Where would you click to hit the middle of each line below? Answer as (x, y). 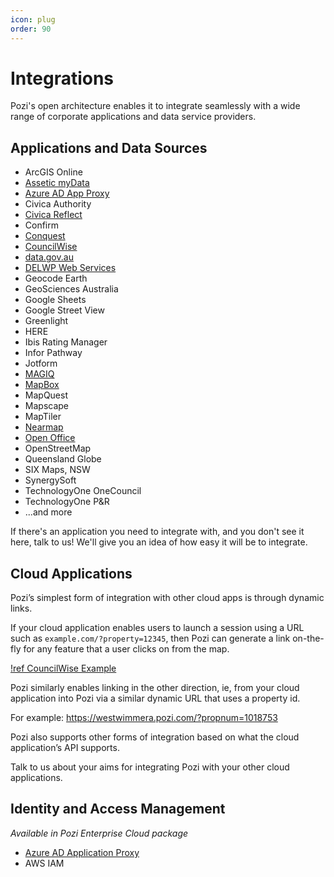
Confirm (42, 225)
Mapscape (46, 406)
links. (21, 608)
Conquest (45, 236)
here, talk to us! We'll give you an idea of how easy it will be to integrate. (159, 542)
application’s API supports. (65, 748)
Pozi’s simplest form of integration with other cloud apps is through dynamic (167, 598)
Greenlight (46, 321)
